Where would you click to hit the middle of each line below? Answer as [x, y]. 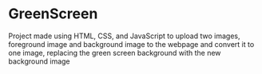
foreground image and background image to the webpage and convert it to [131, 44]
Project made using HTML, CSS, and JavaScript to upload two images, [124, 36]
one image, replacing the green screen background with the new [115, 53]
